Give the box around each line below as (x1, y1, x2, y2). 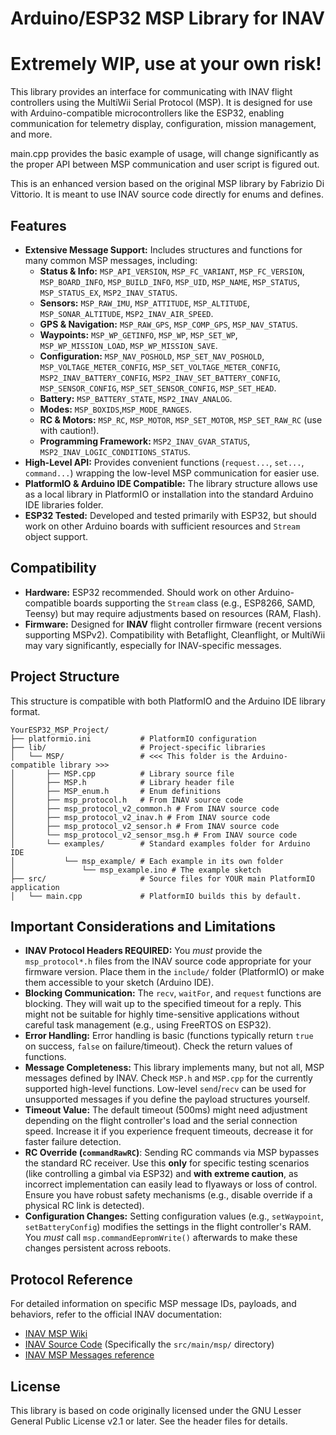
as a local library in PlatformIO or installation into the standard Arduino (24, 488, 314, 500)
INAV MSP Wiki (24, 1328, 88, 1340)
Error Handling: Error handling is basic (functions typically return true (24, 1030, 314, 1042)
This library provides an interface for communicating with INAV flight (10, 86, 293, 98)
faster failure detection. (24, 1136, 122, 1148)
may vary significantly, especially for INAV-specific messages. (24, 639, 282, 651)
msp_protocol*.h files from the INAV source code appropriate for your (24, 955, 312, 967)
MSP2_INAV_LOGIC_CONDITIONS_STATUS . (39, 445, 191, 457)
